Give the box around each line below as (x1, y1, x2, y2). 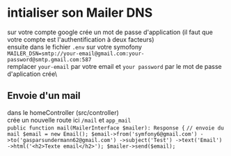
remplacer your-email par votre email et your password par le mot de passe (7, 62, 223, 70)
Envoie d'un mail (7, 90, 81, 102)
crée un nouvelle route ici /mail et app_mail (7, 116, 132, 124)
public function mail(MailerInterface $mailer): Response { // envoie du (7, 124, 224, 132)
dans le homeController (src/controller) (7, 108, 120, 116)
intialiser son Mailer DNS (7, 5, 153, 21)
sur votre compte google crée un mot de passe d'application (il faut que (7, 28, 214, 36)
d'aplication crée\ (7, 70, 58, 78)
